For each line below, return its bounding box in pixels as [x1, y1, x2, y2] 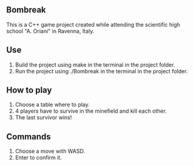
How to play [6, 85, 52, 96]
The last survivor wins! [15, 114, 72, 121]
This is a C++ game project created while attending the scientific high [6, 21, 181, 28]
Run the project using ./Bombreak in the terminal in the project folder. [15, 67, 188, 75]
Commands [6, 131, 52, 142]
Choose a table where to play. [15, 101, 90, 108]
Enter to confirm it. [15, 154, 62, 161]
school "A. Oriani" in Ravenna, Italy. [6, 27, 95, 35]
